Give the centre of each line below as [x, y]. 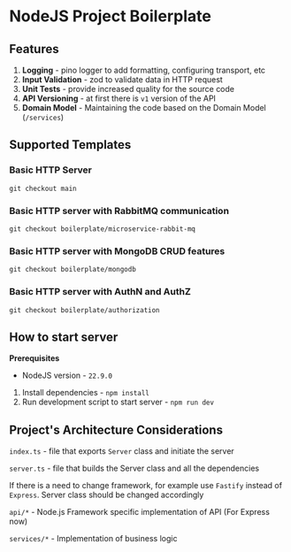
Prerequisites [34, 358]
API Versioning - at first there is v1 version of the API [119, 98]
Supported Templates [70, 145]
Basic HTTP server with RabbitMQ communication [119, 211]
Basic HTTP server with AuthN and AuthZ [100, 292]
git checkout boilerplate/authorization [85, 310]
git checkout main [43, 188]
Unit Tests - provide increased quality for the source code [128, 89]
